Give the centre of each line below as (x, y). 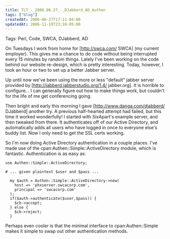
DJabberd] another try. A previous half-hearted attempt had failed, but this (83, 111)
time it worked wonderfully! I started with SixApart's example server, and (81, 117)
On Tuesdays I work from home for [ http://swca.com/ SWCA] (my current (82, 48)
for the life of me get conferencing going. (48, 96)
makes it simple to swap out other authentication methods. (67, 231)
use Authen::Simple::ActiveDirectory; (46, 163)
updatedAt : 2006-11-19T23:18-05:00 (43, 24)
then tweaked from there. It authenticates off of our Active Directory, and (82, 122)
